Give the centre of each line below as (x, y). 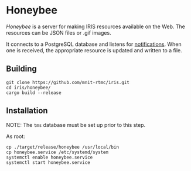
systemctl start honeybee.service (48, 162)
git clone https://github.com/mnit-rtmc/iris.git (68, 82)
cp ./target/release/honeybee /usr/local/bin (62, 147)
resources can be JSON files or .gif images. (59, 32)
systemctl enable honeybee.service (50, 157)
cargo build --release (34, 93)
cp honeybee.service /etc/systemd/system (57, 152)
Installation (27, 111)
